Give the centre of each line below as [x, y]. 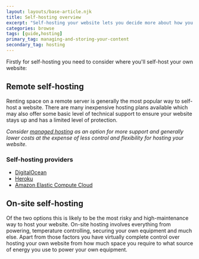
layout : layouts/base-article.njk [49, 12]
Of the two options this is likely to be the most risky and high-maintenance [97, 218]
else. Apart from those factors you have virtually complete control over [93, 237]
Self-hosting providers [40, 159]
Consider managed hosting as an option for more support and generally [95, 131]
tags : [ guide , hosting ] [34, 34]
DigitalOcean [31, 172]
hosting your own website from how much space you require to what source [100, 243]
